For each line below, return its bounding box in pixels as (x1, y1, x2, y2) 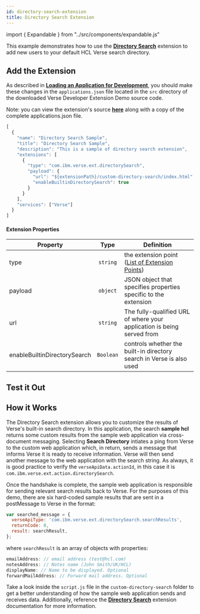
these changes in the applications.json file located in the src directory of (6, 88, 188, 96)
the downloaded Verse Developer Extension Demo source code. (6, 94, 164, 102)
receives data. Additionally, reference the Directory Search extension (6, 596, 177, 603)
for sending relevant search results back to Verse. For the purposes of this (6, 487, 189, 495)
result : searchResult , (11, 528, 68, 535)
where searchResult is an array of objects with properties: (6, 544, 148, 551)
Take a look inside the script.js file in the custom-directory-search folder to (6, 584, 194, 591)
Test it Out (6, 382, 46, 392)
